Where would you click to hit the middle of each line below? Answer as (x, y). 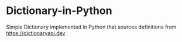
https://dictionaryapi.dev (36, 33)
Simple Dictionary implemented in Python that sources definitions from (91, 27)
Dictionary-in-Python (59, 11)
